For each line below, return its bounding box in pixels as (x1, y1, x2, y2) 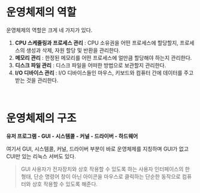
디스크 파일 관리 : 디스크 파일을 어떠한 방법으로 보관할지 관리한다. (14, 61, 166, 69)
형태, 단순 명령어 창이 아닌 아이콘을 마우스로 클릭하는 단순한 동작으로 (20, 173, 181, 180)
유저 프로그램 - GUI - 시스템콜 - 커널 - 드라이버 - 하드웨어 (6, 132, 138, 140)
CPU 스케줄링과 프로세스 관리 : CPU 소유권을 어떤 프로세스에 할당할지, (14, 39, 178, 46)
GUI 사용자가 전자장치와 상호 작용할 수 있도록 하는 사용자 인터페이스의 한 (20, 165, 190, 173)
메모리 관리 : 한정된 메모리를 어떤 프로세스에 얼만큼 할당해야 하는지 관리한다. (14, 54, 192, 61)
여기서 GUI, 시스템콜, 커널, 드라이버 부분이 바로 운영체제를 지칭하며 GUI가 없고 (6, 145, 189, 152)
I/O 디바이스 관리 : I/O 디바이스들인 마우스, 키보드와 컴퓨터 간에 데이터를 (14, 69, 183, 76)
